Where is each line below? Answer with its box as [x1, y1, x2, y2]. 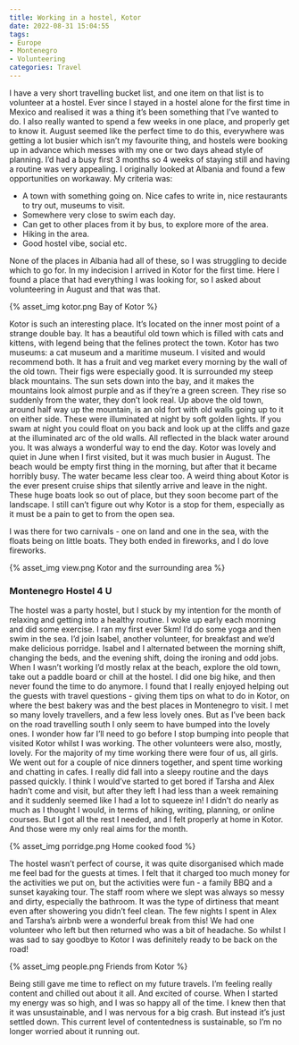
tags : [9, 30, 29, 38]
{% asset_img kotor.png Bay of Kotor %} [9, 301, 158, 311]
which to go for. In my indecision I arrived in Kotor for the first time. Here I [9, 265, 279, 276]
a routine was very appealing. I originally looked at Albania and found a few [9, 163, 286, 174]
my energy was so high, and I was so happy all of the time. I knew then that [9, 998, 287, 1008]
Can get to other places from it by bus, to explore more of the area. [21, 218, 270, 229]
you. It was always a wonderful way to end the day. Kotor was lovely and [9, 442, 277, 453]
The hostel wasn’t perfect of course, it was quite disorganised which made [9, 858, 284, 869]
